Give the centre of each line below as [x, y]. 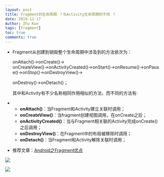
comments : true [21, 38]
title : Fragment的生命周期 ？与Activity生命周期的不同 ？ [61, 14]
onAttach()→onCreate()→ [38, 62]
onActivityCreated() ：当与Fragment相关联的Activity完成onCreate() [89, 121]
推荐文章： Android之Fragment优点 [48, 150]
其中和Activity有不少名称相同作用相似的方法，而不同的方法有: [75, 93]
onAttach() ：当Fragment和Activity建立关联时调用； [72, 109]
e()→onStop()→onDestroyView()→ [48, 72]
